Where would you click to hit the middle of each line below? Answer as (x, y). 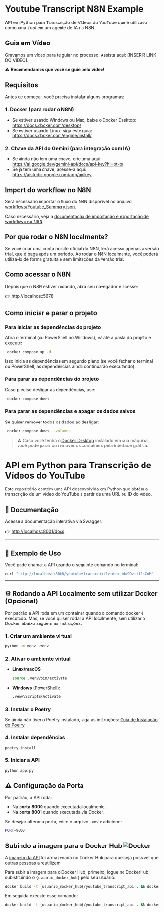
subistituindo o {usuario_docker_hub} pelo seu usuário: (60, 878)
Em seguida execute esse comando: (41, 895)
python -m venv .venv (27, 646)
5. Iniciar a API (22, 760)
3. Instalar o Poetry (28, 709)
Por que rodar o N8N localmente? (57, 237)
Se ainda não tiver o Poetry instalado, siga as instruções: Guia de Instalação (81, 720)
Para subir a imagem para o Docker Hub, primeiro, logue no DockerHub (77, 872)
